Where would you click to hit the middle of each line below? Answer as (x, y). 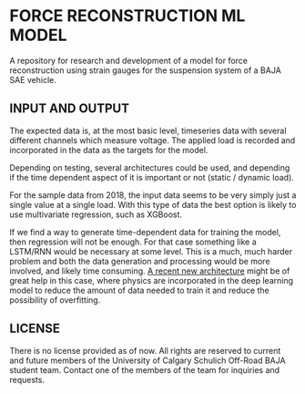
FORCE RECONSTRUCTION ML (127, 16)
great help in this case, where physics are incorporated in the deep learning (152, 280)
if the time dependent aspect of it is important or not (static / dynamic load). (152, 177)
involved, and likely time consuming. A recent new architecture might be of (150, 271)
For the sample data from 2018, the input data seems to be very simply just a (153, 195)
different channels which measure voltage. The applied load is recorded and (152, 140)
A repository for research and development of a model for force (129, 60)
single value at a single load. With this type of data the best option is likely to (153, 204)
